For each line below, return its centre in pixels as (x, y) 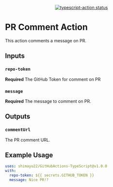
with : (10, 171)
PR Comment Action (47, 27)
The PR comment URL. (28, 140)
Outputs (18, 117)
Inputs (15, 56)
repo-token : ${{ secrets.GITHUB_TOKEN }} (52, 175)
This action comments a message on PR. (46, 40)
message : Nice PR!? (29, 180)
